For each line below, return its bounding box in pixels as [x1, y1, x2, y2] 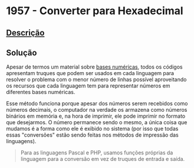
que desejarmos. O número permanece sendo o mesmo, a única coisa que [6, 119, 188, 126]
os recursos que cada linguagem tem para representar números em [6, 82, 170, 89]
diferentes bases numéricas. [6, 89, 75, 96]
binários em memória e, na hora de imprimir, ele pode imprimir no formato [6, 112, 186, 119]
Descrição [6, 28, 45, 38]
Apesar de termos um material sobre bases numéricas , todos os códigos [6, 63, 183, 70]
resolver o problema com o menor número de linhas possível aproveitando [6, 76, 187, 83]
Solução [6, 47, 37, 57]
